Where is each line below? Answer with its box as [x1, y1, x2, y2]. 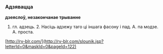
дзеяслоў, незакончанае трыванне [5, 15, 81, 20]
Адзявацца [5, 3, 33, 10]
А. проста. [12, 29, 34, 35]
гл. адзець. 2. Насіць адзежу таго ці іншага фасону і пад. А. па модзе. [12, 24, 159, 30]
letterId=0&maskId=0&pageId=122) [5, 44, 77, 50]
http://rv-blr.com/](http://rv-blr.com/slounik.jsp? [6, 38, 104, 44]
